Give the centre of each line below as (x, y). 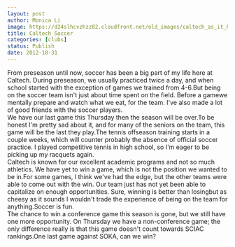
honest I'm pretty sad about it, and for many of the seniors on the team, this (116, 125)
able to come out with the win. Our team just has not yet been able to (107, 184)
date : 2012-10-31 (33, 53)
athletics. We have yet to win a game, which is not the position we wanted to (117, 169)
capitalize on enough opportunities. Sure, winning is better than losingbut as (117, 191)
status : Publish (31, 46)
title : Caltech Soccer (40, 33)
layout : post (26, 14)
